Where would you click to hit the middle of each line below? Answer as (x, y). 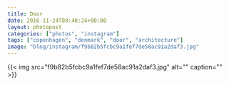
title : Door (25, 14)
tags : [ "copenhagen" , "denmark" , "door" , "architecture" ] (95, 40)
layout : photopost (35, 27)
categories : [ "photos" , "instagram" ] (63, 34)
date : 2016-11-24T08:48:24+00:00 (57, 21)
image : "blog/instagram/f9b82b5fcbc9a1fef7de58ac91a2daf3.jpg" (103, 47)
